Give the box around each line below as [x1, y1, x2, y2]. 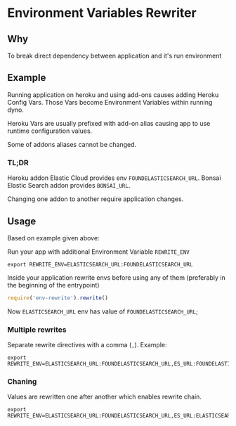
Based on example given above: [7, 233, 100, 242]
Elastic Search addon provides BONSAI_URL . [7, 181, 131, 190]
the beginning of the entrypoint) [7, 280, 100, 289]
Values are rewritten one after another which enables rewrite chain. [7, 392, 202, 401]
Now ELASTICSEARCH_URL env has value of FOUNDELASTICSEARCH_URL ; [7, 307, 198, 316]
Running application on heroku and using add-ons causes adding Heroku [7, 90, 219, 99]
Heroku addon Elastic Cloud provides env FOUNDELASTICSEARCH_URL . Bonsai [7, 174, 221, 182]
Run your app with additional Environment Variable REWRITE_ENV [7, 247, 190, 256]
